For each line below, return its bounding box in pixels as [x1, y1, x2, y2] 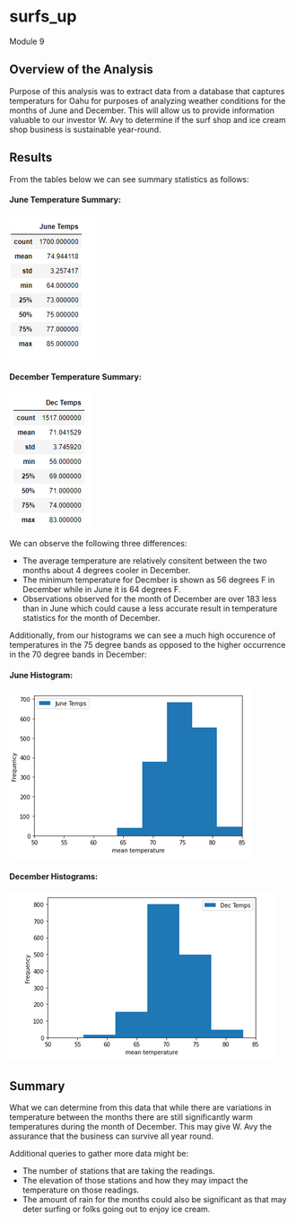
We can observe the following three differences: [9, 537, 187, 548]
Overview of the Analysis [9, 62, 154, 77]
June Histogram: [9, 669, 74, 680]
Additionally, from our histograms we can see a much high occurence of [9, 630, 276, 641]
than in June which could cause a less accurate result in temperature [22, 603, 278, 614]
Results [9, 150, 53, 165]
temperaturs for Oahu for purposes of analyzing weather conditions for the [9, 95, 286, 106]
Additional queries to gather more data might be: [9, 1149, 189, 1159]
